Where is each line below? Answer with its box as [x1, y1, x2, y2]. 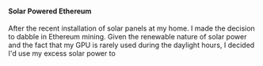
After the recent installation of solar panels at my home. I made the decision [8, 24, 255, 33]
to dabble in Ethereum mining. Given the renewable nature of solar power [8, 32, 247, 42]
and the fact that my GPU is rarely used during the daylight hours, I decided [8, 40, 255, 50]
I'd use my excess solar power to [8, 49, 116, 58]
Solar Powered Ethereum [8, 6, 92, 16]
